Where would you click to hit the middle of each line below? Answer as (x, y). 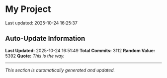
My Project (28, 9)
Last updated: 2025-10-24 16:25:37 (42, 23)
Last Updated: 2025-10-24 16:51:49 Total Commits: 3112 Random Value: (80, 50)
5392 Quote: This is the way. (35, 56)
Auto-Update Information (45, 39)
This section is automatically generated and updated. (60, 70)
